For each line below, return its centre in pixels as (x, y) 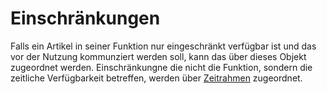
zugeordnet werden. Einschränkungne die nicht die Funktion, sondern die (161, 67)
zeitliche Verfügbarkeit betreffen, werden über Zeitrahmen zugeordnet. (156, 78)
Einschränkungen (85, 18)
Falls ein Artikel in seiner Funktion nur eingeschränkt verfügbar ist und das (163, 46)
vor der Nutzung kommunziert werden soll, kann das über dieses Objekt (158, 56)
